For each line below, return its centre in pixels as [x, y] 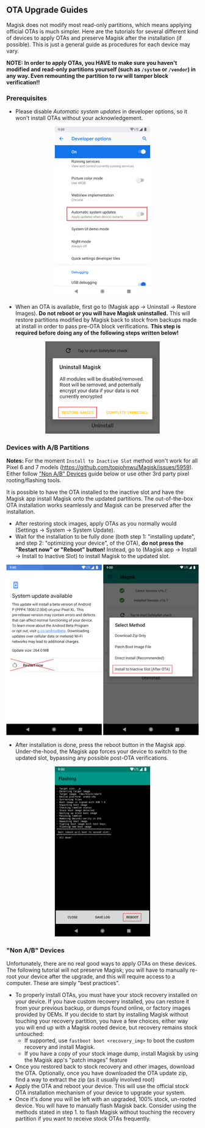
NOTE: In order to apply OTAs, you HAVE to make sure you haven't [92, 62]
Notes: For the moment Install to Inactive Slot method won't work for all [102, 461]
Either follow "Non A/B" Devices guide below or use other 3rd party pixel [98, 474]
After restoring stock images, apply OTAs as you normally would [96, 524]
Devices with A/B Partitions [48, 447]
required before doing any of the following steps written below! [97, 333]
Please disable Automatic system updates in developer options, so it [101, 112]
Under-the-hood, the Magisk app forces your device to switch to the [101, 751]
